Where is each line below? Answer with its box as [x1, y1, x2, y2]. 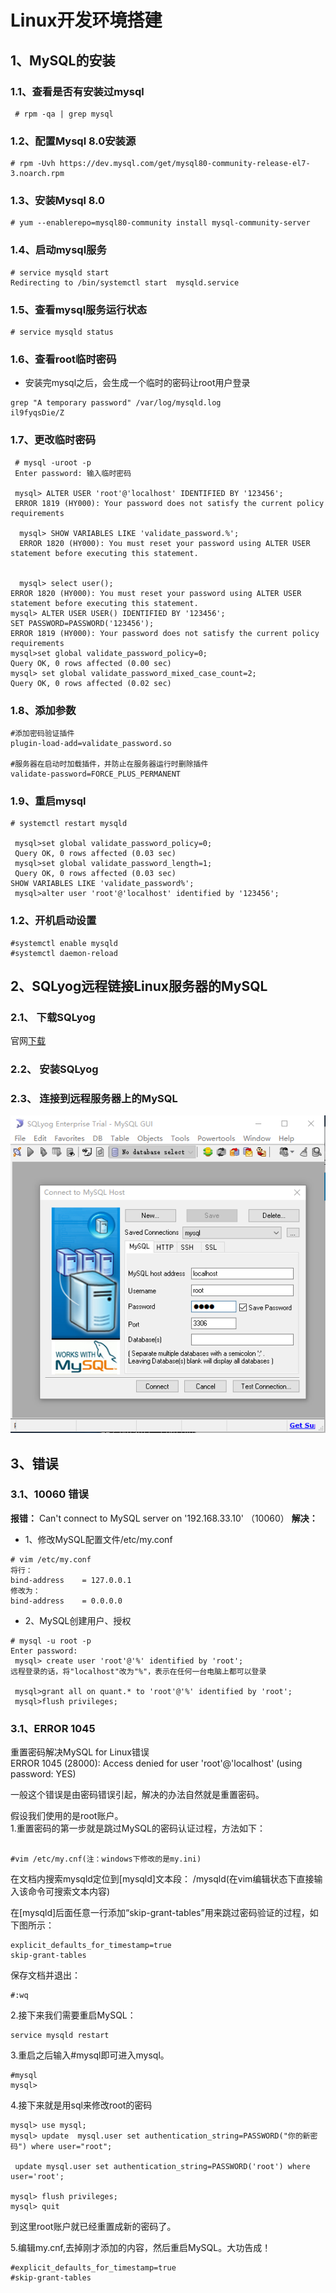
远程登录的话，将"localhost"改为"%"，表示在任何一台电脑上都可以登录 [10, 1666, 267, 1676]
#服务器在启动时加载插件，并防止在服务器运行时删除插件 [10, 759, 209, 769]
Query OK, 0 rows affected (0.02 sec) [10, 678, 172, 688]
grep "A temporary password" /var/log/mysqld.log [10, 398, 222, 408]
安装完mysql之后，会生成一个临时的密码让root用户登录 [24, 377, 251, 389]
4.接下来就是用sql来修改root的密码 [10, 2099, 153, 2111]
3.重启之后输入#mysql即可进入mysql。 [10, 2049, 170, 2061]
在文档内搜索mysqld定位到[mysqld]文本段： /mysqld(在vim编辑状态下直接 [10, 1873, 315, 1885]
